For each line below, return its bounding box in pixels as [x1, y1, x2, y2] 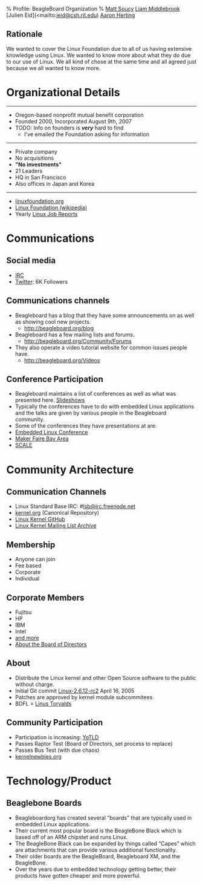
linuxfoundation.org [14, 197, 64, 204]
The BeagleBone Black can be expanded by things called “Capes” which [14, 840, 196, 847]
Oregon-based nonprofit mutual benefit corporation [14, 111, 144, 119]
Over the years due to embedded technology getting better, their [14, 865, 176, 873]
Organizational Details [6, 86, 120, 99]
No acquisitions [14, 154, 54, 162]
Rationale [6, 29, 43, 39]
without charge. [14, 681, 54, 688]
